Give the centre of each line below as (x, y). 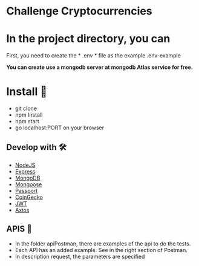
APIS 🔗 (19, 229)
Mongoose (28, 184)
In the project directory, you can (88, 39)
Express (25, 171)
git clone (26, 109)
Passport (26, 190)
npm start (27, 122)
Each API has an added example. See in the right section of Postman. (101, 250)
